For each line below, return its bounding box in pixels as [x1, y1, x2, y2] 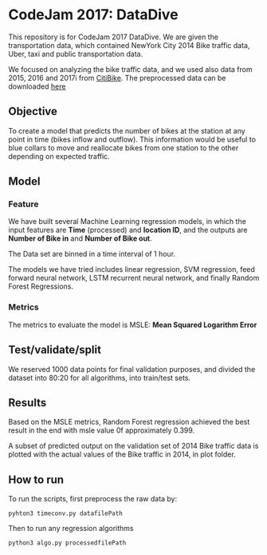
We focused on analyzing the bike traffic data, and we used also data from [8, 64, 253, 74]
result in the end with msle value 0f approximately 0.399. [8, 425, 195, 435]
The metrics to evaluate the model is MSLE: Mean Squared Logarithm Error [8, 320, 257, 329]
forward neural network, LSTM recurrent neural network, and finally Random [8, 274, 260, 283]
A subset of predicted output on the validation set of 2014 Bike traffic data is [8, 441, 259, 451]
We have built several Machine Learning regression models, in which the [8, 217, 247, 226]
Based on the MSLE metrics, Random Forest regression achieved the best [8, 417, 250, 427]
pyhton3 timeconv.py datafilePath [8, 509, 124, 517]
